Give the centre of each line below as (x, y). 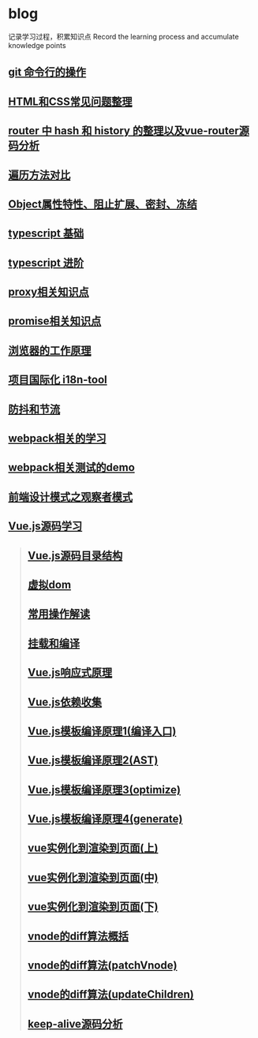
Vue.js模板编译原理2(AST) (93, 761)
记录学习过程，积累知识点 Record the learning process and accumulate (123, 36)
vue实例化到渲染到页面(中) (93, 877)
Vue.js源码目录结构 (75, 556)
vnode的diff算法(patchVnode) (102, 966)
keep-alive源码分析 (75, 1023)
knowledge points (37, 45)
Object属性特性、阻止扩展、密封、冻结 (103, 204)
